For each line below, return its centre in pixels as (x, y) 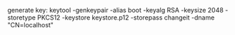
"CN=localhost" (30, 25)
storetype (21, 17)
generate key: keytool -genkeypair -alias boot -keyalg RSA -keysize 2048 (115, 10)
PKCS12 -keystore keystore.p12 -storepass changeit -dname (126, 17)
